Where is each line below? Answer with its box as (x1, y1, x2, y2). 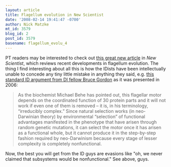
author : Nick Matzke (5, 21, 50, 27)
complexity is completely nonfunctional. (17, 140, 102, 147)
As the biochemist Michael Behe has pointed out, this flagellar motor (17, 91, 162, 98)
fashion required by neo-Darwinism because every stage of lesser (17, 135, 157, 141)
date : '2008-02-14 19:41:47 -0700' (5, 17, 81, 22)
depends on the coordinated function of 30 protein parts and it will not (17, 97, 166, 103)
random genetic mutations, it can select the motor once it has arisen (17, 124, 162, 130)
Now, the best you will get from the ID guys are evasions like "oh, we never (5, 150, 163, 156)
